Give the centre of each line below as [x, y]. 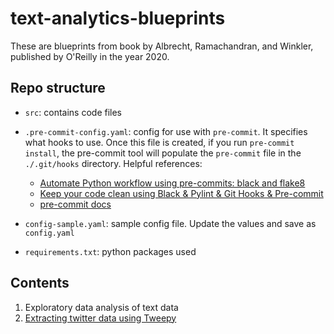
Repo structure [58, 88]
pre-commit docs [75, 204]
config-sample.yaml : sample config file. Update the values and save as [170, 223]
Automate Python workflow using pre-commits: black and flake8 [172, 183]
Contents [40, 283]
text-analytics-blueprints [118, 18]
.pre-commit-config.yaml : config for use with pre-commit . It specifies [166, 131]
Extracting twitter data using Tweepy [100, 318]
